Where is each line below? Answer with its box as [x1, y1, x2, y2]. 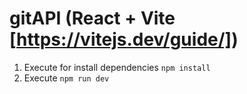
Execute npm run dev [23, 72, 110, 84]
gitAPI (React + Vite [9, 7, 176, 30]
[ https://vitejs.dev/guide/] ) [9, 28, 239, 51]
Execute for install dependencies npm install [23, 61, 211, 73]
